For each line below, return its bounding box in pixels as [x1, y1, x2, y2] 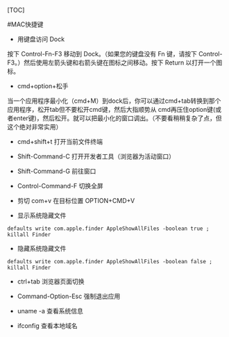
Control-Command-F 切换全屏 [17, 182, 104, 190]
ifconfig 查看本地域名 [17, 322, 78, 329]
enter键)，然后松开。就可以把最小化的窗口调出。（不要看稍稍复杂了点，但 [12, 114, 222, 122]
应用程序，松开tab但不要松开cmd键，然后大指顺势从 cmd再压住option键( [7, 106, 216, 113]
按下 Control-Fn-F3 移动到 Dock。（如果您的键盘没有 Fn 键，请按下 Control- [7, 50, 223, 58]
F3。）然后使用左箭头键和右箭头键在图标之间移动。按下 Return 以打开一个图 [7, 58, 223, 67]
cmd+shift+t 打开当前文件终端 [17, 138, 103, 145]
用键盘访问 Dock [17, 35, 65, 43]
